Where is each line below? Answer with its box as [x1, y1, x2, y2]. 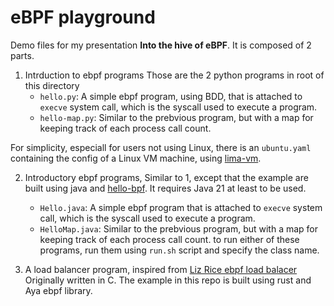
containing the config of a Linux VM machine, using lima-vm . [10, 152, 262, 164]
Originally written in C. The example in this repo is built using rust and [24, 274, 312, 286]
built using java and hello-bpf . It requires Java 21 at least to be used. [24, 182, 307, 194]
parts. [10, 49, 35, 61]
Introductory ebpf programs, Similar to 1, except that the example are [24, 171, 309, 183]
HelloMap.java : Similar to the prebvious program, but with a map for [39, 222, 319, 235]
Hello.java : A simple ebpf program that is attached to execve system [39, 201, 323, 213]
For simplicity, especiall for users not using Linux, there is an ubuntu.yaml [10, 141, 312, 153]
